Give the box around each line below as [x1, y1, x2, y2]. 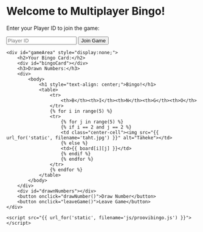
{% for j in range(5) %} [60, 119, 123, 125]
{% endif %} [60, 150, 91, 156]
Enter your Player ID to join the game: [6, 24, 100, 32]
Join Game [81, 37, 106, 44]
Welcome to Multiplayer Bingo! [6, 4, 165, 18]
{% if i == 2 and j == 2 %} [60, 124, 132, 130]
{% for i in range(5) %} [49, 108, 113, 114]
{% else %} [60, 140, 88, 146]
